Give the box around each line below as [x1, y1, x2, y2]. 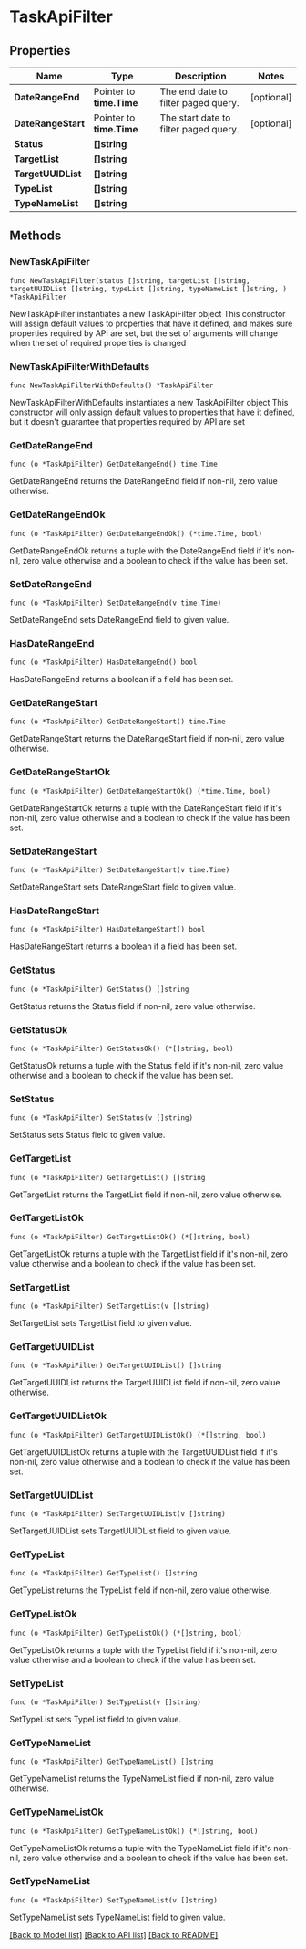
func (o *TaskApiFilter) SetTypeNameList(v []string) [9, 1895, 219, 1905]
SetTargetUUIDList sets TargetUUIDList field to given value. [9, 1525, 232, 1536]
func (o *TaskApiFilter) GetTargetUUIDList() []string [9, 1361, 222, 1371]
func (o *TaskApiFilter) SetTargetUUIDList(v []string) [9, 1510, 226, 1519]
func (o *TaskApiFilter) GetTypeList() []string [9, 1569, 198, 1578]
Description [174, 70, 227, 82]
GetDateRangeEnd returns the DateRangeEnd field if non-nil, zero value [9, 476, 278, 487]
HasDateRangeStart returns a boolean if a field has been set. [9, 941, 238, 952]
